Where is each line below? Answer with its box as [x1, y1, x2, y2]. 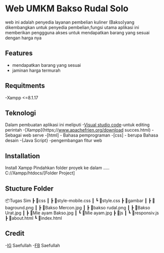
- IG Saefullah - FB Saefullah [5, 242, 60, 248]
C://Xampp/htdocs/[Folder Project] [5, 170, 75, 176]
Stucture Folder [5, 184, 54, 193]
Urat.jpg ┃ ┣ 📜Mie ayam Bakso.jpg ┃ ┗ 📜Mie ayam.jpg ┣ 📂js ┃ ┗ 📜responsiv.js [5, 210, 159, 216]
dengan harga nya [5, 35, 42, 41]
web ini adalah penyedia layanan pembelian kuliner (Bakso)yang [5, 19, 135, 25]
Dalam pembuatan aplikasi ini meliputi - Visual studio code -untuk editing [5, 122, 150, 128]
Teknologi [5, 109, 36, 117]
